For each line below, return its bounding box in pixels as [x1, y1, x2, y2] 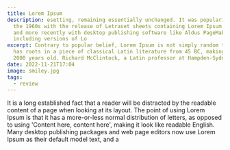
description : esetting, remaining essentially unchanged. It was [7, 16, 197, 23]
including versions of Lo [13, 36, 88, 42]
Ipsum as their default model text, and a [7, 135, 119, 144]
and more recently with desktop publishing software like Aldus [13, 29, 201, 36]
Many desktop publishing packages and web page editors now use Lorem [7, 128, 216, 136]
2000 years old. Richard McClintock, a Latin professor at [13, 55, 186, 62]
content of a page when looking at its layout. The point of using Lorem [7, 106, 205, 114]
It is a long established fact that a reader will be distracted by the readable [7, 99, 217, 107]
